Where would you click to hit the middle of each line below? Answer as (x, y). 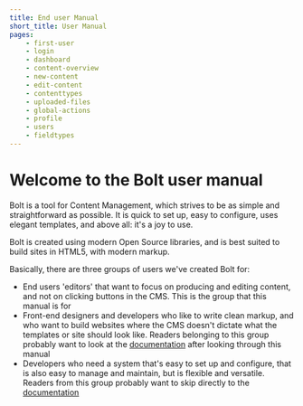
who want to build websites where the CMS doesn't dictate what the (150, 325)
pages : (22, 34)
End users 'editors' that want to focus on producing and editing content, (156, 287)
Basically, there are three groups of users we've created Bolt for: (130, 269)
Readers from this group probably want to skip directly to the (136, 382)
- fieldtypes (50, 136)
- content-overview (62, 69)
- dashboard (48, 60)
